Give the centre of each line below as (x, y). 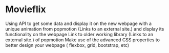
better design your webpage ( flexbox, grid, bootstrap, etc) (67, 45)
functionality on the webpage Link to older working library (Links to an (79, 34)
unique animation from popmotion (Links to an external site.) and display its (85, 29)
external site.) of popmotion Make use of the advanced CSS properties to (83, 40)
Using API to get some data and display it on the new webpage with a (79, 23)
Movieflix (26, 9)
